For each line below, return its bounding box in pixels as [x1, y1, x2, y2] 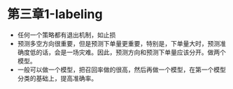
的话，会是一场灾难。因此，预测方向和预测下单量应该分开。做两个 [36, 48, 226, 56]
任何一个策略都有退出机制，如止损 [17, 31, 116, 39]
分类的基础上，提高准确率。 [17, 74, 98, 82]
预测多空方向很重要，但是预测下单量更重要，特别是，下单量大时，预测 [17, 39, 220, 47]
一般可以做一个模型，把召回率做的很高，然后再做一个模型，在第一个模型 [17, 65, 226, 74]
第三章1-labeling [7, 6, 103, 22]
